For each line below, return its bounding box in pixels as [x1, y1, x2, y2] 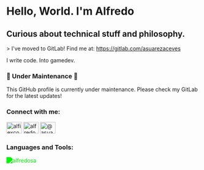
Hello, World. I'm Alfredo [6, 4, 135, 18]
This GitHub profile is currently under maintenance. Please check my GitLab [6, 86, 198, 93]
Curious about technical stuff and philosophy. [6, 29, 186, 39]
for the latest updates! [6, 92, 62, 100]
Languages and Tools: [6, 142, 74, 151]
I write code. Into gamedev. [6, 57, 75, 64]
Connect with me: [6, 108, 61, 116]
